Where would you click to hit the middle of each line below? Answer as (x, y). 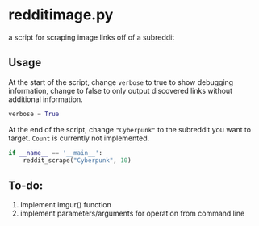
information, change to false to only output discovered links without (120, 90)
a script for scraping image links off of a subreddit (92, 37)
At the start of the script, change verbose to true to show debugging (121, 82)
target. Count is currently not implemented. (79, 138)
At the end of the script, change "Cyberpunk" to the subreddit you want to (130, 129)
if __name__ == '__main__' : (56, 153)
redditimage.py (61, 15)
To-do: (26, 185)
